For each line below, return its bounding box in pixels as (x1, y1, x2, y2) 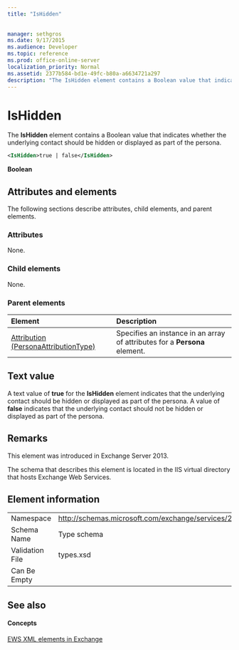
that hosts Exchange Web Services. (7, 473, 112, 481)
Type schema (58, 530, 104, 540)
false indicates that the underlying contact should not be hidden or (7, 404, 204, 413)
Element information (7, 493, 100, 505)
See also (7, 599, 46, 611)
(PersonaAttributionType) (11, 341, 96, 351)
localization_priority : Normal (7, 63, 100, 70)
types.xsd (58, 550, 91, 560)
